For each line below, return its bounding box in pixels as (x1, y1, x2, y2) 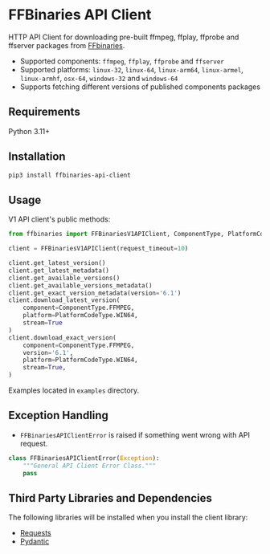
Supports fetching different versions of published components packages (19, 82, 261, 92)
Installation (8, 150, 66, 164)
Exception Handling (8, 409, 108, 422)
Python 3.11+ (8, 126, 51, 136)
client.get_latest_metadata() (8, 267, 110, 275)
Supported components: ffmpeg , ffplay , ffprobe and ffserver (19, 56, 225, 66)
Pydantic (19, 536, 50, 547)
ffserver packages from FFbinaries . (8, 40, 125, 50)
